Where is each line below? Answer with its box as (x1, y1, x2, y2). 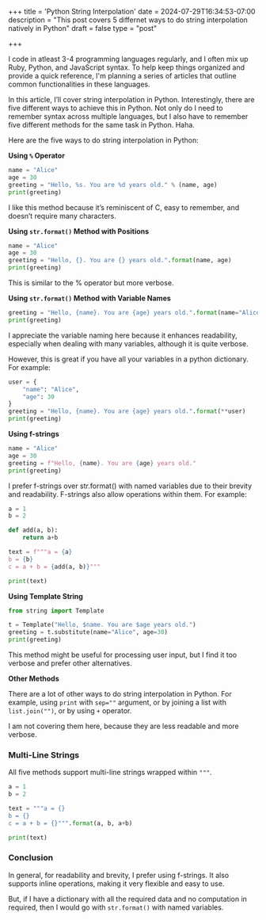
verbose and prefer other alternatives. (8, 659, 132, 668)
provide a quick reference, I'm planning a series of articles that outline (8, 71, 237, 80)
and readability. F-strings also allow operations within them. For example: (8, 489, 247, 498)
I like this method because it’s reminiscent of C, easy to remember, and (8, 202, 240, 212)
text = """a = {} (8, 804, 66, 813)
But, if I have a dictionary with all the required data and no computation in (8, 894, 248, 903)
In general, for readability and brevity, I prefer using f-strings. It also (8, 870, 230, 880)
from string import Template (8, 606, 104, 615)
